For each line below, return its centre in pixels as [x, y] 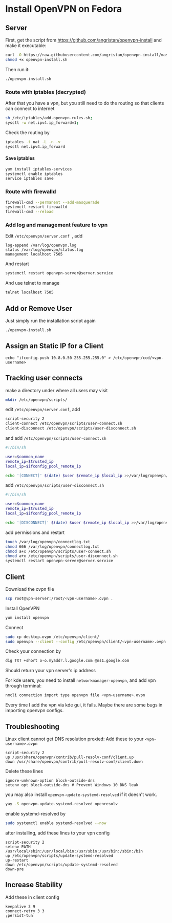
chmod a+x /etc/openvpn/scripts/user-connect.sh [58, 551]
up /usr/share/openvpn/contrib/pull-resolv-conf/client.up [70, 757]
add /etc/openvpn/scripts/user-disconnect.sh [55, 485]
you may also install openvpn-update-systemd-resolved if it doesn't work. [81, 795]
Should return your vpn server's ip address [51, 671]
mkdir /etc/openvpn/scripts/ [36, 400]
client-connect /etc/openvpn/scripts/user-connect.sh [64, 424]
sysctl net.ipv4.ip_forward [35, 146]
